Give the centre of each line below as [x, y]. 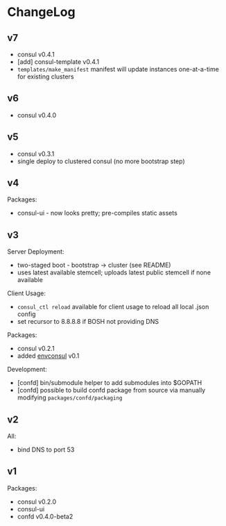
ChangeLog [41, 12]
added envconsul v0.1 [48, 356]
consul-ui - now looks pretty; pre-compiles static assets [97, 213]
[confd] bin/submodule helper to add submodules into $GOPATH [110, 383]
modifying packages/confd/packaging [70, 397]
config [26, 314]
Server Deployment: [36, 252]
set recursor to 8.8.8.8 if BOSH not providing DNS [88, 322]
